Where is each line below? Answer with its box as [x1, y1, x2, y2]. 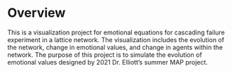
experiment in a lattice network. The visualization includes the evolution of [7, 35, 225, 44]
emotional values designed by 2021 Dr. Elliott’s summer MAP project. [7, 58, 208, 66]
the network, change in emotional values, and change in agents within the [7, 43, 223, 51]
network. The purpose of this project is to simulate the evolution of [7, 51, 202, 59]
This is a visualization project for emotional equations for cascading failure [7, 28, 225, 36]
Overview [7, 5, 66, 21]
